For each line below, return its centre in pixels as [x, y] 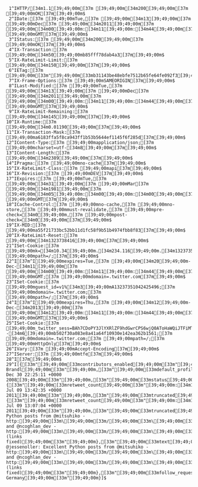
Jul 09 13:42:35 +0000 [34, 390]
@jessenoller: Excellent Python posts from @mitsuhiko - [77, 447]
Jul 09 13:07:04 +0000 [34, 406]
